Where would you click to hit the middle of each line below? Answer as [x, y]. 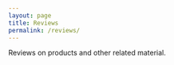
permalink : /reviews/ [44, 30]
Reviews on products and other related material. [87, 53]
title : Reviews [34, 23]
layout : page [30, 15]
